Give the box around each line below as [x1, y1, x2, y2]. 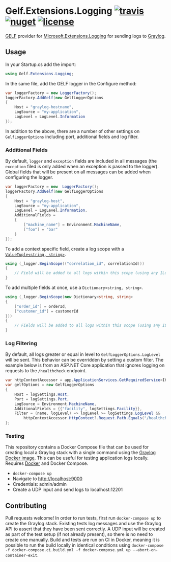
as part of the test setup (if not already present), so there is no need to [5, 531, 153, 537]
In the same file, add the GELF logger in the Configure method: [5, 80, 137, 86]
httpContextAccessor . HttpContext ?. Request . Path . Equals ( [23, 416, 145, 421]
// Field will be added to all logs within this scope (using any [14, 271, 158, 276]
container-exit [5, 553, 38, 558]
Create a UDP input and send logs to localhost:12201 [12, 486, 123, 493]
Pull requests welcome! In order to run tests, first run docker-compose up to [5, 515, 161, 521]
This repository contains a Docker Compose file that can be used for [5, 444, 149, 450]
